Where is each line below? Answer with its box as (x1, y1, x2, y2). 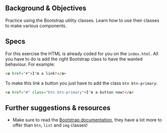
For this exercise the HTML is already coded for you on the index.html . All (5, 50, 158, 57)
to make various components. (5, 23, 67, 29)
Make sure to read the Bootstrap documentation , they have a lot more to (12, 117, 162, 123)
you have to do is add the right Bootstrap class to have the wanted (5, 56, 143, 62)
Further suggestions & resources (5, 103, 111, 112)
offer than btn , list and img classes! (12, 122, 88, 128)
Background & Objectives (5, 4, 87, 13)
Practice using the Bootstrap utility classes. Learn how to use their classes (5, 17, 159, 23)
